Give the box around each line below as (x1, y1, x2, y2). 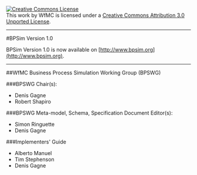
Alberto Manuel (14, 150, 52, 156)
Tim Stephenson (14, 156, 55, 163)
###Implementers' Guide (6, 138, 66, 145)
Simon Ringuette (14, 121, 55, 128)
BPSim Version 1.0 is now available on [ (6, 46, 101, 53)
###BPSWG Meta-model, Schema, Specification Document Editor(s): (6, 109, 173, 116)
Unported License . (6, 18, 51, 25)
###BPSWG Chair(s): (6, 81, 57, 87)
